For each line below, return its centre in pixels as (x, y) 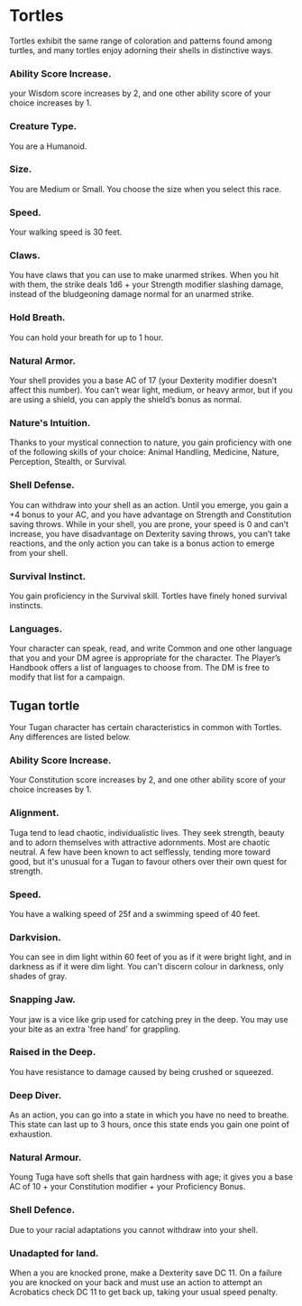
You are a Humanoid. (48, 146)
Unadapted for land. (54, 1253)
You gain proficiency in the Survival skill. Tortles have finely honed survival (148, 596)
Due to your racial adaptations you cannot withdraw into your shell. (134, 1229)
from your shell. (38, 552)
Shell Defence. (42, 1210)
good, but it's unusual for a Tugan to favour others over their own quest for (148, 861)
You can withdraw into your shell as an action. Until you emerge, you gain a (149, 505)
